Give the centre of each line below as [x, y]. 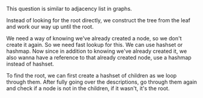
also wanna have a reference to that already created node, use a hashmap [99, 57]
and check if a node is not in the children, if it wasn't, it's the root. [88, 88]
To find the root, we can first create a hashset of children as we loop [92, 75]
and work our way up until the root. [50, 27]
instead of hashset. [30, 64]
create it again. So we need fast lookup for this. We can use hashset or [95, 45]
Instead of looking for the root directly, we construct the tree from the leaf [98, 20]
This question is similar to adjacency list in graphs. [69, 9]
